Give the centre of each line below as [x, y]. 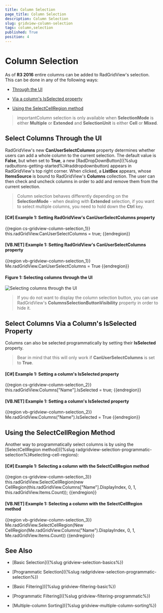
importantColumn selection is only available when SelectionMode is [85, 117]
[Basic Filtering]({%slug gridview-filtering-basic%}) [64, 587]
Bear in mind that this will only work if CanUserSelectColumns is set [86, 358]
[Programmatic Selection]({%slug [46, 572]
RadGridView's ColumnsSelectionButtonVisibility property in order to [87, 303]
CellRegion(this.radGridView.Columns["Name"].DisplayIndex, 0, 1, [71, 487]
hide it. [24, 308]
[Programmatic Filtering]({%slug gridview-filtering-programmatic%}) [81, 596]
